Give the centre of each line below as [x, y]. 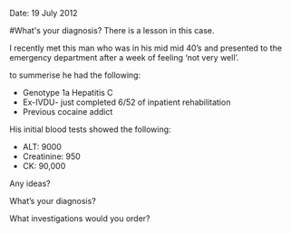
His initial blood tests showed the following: [90, 129]
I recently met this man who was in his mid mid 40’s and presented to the [146, 48]
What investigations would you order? [80, 219]
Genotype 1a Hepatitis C [68, 93]
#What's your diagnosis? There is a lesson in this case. [112, 30]
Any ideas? [30, 183]
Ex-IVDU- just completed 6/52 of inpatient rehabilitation [126, 102]
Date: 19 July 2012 [44, 13]
